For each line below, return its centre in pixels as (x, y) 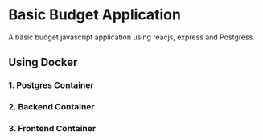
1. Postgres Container (51, 85)
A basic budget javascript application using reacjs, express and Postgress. (132, 37)
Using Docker (43, 62)
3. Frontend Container (52, 129)
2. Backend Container (51, 107)
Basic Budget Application (95, 15)
